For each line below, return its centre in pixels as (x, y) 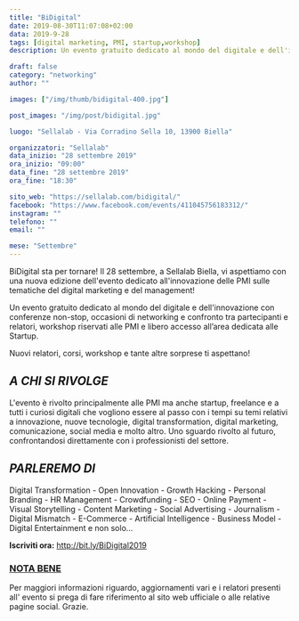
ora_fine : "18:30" (43, 181)
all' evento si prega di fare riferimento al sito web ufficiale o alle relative (140, 597)
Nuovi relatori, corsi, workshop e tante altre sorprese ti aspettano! (130, 353)
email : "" (28, 230)
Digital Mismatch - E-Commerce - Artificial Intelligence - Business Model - (145, 519)
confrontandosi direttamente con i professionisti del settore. (119, 440)
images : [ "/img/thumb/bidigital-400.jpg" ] (89, 99)
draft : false (33, 67)
